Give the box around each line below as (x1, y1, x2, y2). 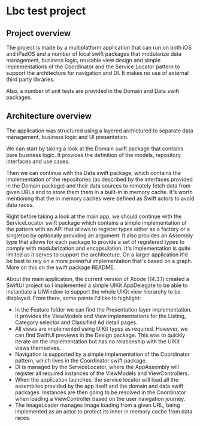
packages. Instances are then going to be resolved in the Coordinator (14, 388, 187, 396)
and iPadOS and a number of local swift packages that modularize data (6, 50, 181, 58)
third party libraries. (6, 76, 55, 83)
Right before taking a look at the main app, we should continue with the (6, 213, 182, 220)
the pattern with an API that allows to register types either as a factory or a (6, 225, 190, 232)
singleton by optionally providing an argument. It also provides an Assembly (6, 232, 193, 239)
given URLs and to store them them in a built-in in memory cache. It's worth (6, 188, 193, 195)
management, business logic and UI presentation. (6, 133, 129, 140)
